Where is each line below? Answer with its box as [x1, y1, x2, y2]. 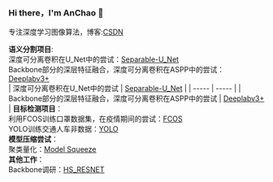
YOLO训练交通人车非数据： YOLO [8, 124, 119, 134]
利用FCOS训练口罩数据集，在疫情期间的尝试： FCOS [8, 114, 183, 123]
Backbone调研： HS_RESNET [8, 165, 105, 175]
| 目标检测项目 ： [8, 104, 63, 114]
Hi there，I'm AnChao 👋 [8, 6, 104, 18]
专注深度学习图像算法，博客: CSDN [8, 27, 123, 37]
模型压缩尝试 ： [8, 134, 58, 144]
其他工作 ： [8, 154, 45, 164]
